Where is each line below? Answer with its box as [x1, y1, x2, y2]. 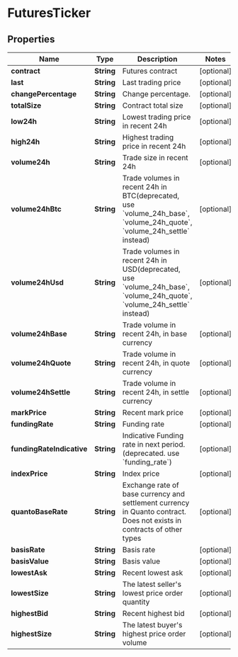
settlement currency [122, 498, 190, 508]
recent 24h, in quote [122, 358, 191, 367]
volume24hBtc [11, 204, 62, 214]
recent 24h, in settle [122, 387, 190, 397]
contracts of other [122, 525, 183, 534]
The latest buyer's [122, 620, 183, 629]
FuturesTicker [7, 5, 91, 21]
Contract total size [122, 101, 183, 110]
